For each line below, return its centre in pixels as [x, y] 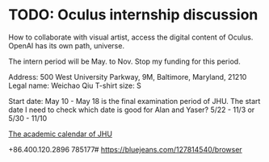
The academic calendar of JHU [61, 134]
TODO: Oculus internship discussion [133, 15]
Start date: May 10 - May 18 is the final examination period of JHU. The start [134, 101]
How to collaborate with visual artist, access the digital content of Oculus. [131, 37]
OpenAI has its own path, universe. [67, 45]
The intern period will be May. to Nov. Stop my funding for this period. [124, 61]
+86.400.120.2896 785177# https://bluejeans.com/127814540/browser [125, 149]
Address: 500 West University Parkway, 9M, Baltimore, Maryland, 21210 [128, 77]
